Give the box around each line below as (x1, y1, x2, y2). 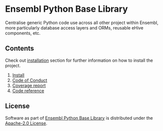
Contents (5, 44, 34, 52)
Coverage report (12, 82, 46, 88)
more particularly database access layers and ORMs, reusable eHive (5, 25, 144, 30)
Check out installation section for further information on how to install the (5, 57, 153, 63)
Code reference (12, 87, 44, 94)
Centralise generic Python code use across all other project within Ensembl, (5, 20, 159, 26)
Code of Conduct (12, 77, 48, 83)
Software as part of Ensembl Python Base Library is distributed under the (5, 115, 153, 121)
